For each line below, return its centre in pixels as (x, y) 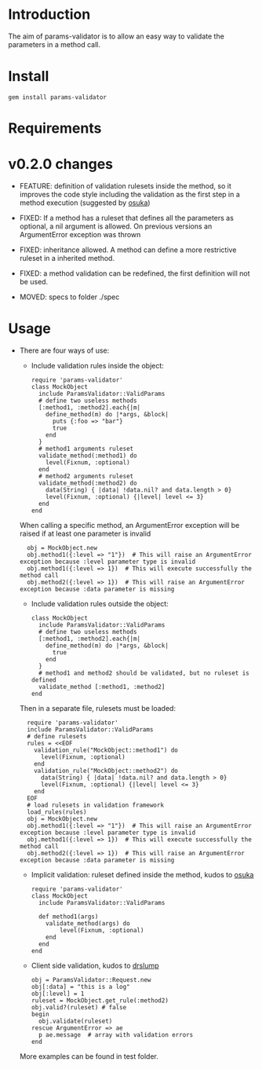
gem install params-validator (58, 97)
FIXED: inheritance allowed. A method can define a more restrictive (128, 250)
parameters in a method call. (54, 44)
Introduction (49, 15)
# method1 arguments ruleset (86, 448)
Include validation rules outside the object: (100, 603)
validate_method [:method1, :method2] (102, 686)
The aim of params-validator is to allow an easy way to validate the (116, 36)
